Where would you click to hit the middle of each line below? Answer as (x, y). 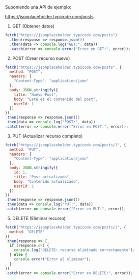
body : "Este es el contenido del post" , (56, 99)
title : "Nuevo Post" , (36, 95)
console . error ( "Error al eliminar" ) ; (53, 259)
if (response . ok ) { (29, 246)
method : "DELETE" (27, 232)
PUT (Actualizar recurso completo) (47, 136)
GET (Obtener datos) (33, 26)
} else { (18, 255)
